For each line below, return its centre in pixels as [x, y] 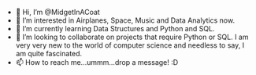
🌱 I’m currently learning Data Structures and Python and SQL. [115, 29]
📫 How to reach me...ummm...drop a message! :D [97, 62]
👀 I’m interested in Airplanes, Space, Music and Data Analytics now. [125, 20]
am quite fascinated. [49, 54]
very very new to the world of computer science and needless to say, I [130, 45]
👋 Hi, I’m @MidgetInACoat [58, 12]
